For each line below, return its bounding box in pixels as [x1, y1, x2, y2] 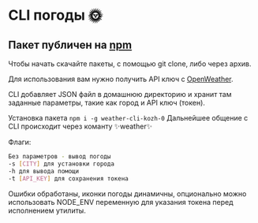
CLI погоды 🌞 [8, 6, 103, 24]
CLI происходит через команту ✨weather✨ [8, 121, 152, 131]
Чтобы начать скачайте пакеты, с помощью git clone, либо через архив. [8, 59, 252, 69]
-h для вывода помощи [8, 167, 80, 175]
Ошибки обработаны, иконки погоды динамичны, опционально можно [8, 188, 247, 199]
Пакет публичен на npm [8, 38, 133, 51]
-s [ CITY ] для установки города [8, 160, 114, 168]
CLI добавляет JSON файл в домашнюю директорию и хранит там [8, 90, 232, 98]
